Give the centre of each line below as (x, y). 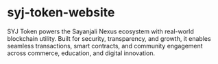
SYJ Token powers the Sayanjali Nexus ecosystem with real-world (100, 31)
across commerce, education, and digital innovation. (81, 53)
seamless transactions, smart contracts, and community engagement (105, 46)
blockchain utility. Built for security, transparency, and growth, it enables (109, 38)
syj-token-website (61, 13)
